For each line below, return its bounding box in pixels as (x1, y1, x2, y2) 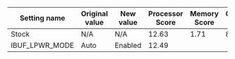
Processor (148, 9, 184, 18)
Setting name (20, 13, 66, 23)
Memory (190, 9, 219, 18)
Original (80, 9, 108, 18)
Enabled (114, 41, 142, 50)
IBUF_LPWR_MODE (10, 41, 75, 50)
